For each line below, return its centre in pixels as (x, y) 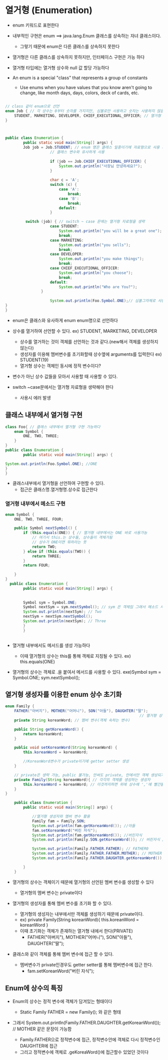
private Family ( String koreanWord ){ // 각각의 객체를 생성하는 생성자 (82, 779)
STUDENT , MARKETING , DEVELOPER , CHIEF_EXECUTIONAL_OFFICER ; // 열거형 (88, 116)
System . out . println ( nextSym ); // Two (62, 612)
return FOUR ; (37, 566)
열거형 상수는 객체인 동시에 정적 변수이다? (60, 366)
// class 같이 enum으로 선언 (32, 106)
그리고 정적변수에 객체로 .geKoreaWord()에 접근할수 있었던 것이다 (84, 1052)
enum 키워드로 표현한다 (35, 25)
